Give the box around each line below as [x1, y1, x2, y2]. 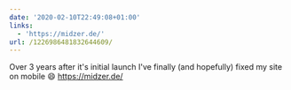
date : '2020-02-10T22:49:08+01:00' [9, 12, 141, 22]
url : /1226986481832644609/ [9, 37, 114, 47]
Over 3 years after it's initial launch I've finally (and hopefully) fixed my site [9, 62, 282, 72]
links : [9, 21, 34, 30]
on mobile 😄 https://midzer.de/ [9, 71, 123, 82]
